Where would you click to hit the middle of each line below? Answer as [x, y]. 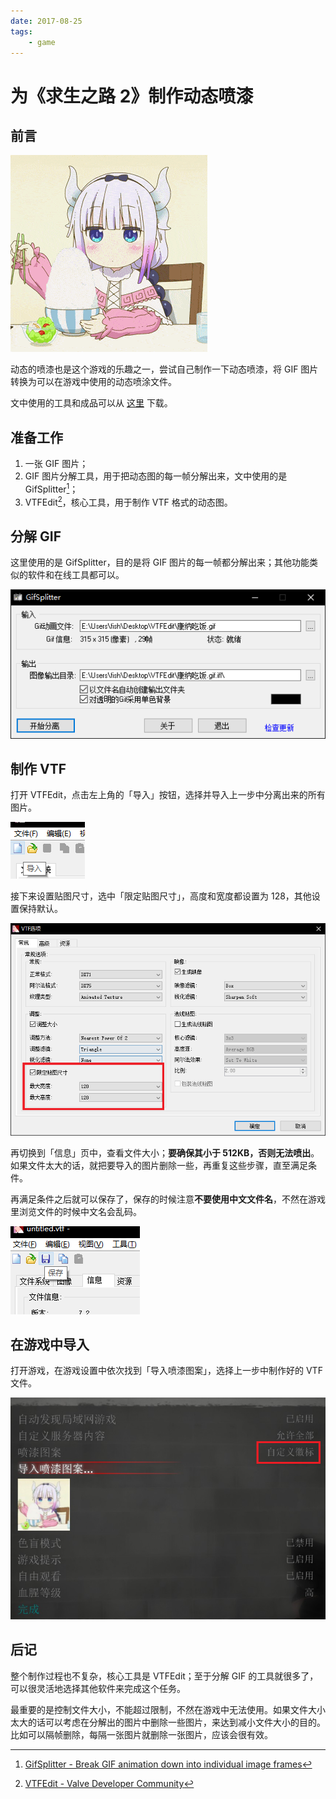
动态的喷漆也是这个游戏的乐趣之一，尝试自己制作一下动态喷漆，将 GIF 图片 [164, 369]
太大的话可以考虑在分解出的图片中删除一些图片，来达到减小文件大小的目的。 [168, 1722]
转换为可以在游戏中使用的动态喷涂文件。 [93, 382]
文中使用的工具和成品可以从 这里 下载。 [91, 403]
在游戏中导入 [50, 1344]
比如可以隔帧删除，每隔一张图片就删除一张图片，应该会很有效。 [141, 1734]
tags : [21, 31]
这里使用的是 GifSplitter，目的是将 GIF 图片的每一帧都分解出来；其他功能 [160, 562]
